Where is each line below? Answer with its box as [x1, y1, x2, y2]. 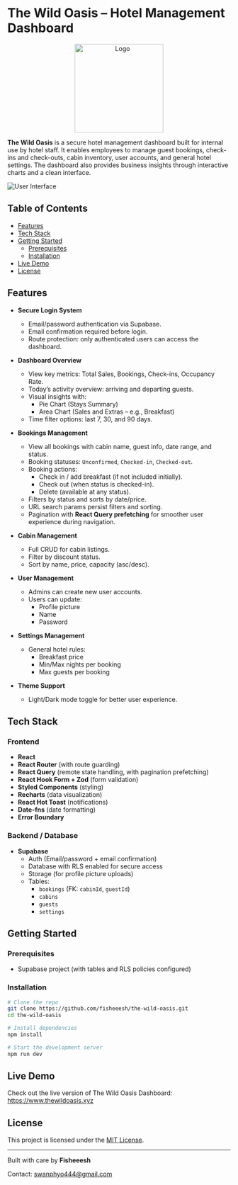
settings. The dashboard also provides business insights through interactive [7, 161, 229, 169]
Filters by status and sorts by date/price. [28, 494, 147, 504]
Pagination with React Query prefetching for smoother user [28, 510, 204, 518]
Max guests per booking [38, 667, 110, 676]
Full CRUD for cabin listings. [28, 545, 110, 553]
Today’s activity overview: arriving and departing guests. [28, 385, 194, 393]
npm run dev [7, 1050, 42, 1058]
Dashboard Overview [17, 356, 82, 364]
